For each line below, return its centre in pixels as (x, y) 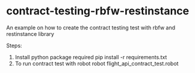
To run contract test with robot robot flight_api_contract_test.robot (97, 63)
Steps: (14, 45)
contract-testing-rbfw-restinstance (98, 11)
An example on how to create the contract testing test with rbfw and (91, 28)
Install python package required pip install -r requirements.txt (91, 57)
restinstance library (30, 34)
